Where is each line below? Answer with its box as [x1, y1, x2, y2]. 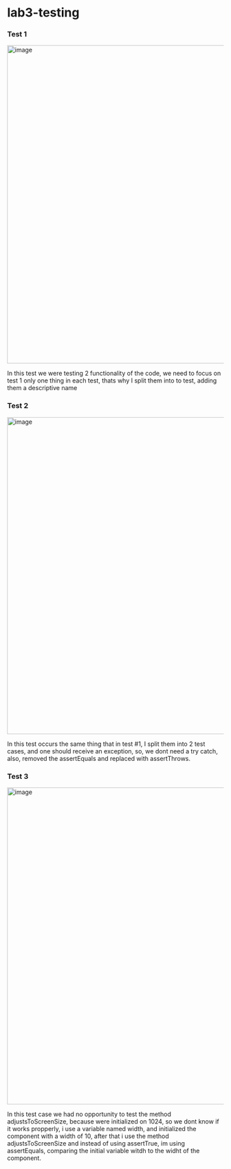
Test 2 [7, 401, 29, 411]
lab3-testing [7, 5, 80, 21]
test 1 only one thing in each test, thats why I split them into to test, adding [7, 376, 217, 385]
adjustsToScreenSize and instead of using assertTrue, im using [7, 1139, 186, 1148]
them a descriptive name [7, 384, 78, 392]
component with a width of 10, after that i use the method [7, 1132, 170, 1140]
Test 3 [7, 771, 29, 781]
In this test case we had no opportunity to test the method [7, 1110, 172, 1119]
